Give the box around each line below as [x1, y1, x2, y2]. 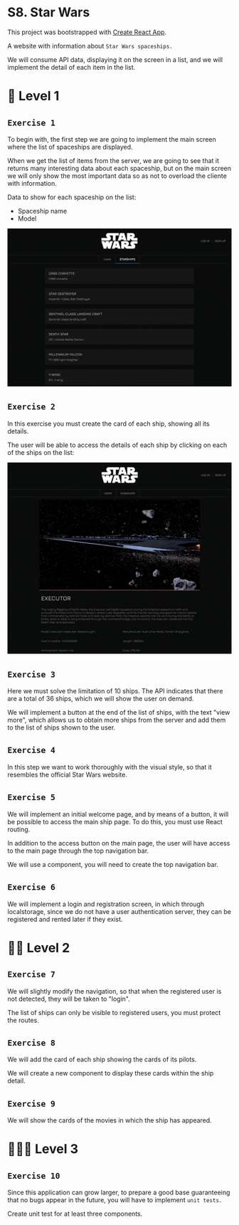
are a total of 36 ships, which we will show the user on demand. [7, 695, 194, 703]
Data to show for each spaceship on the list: [7, 193, 137, 201]
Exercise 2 [7, 401, 55, 412]
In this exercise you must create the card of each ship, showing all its [7, 419, 210, 428]
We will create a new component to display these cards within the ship [7, 1069, 214, 1078]
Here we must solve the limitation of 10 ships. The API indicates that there [7, 687, 223, 695]
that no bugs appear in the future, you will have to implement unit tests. [7, 1196, 223, 1204]
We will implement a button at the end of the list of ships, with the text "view [7, 708, 230, 717]
